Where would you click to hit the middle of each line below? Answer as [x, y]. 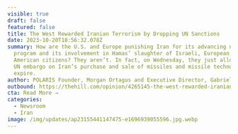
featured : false [31, 27]
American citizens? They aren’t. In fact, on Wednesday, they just [115, 60]
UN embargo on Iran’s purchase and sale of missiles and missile [112, 67]
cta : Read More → [33, 93]
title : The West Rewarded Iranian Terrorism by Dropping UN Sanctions [114, 34]
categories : [25, 100]
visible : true [28, 14]
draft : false [27, 21]
